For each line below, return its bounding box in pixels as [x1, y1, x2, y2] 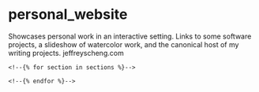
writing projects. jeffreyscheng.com [8, 48, 124, 57]
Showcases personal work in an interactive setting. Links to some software [8, 31, 252, 41]
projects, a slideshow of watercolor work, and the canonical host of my [8, 39, 239, 49]
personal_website [8, 6, 128, 24]
